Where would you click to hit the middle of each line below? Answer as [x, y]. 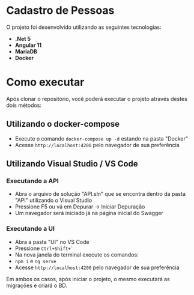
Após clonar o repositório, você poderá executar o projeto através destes [97, 99]
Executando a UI [31, 229]
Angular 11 [28, 45]
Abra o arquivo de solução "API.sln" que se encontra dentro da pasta [100, 194]
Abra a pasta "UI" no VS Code [52, 242]
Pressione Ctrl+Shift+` [44, 248]
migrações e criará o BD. [37, 285]
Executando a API [32, 181]
